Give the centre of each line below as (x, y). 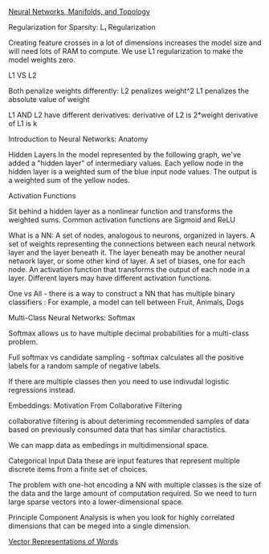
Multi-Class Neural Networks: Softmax (72, 318)
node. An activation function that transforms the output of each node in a (129, 269)
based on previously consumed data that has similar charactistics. (118, 430)
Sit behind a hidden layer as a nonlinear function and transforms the (121, 211)
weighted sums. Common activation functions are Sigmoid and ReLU (122, 220)
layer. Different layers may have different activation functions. (110, 278)
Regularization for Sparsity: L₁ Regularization (82, 27)
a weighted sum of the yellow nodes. (69, 180)
